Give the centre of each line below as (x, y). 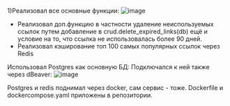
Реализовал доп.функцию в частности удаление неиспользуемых (115, 24)
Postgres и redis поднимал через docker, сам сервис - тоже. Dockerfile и (115, 88)
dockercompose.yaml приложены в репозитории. (80, 95)
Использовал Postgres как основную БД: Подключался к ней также (109, 67)
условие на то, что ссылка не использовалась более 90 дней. (109, 39)
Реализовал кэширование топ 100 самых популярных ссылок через (119, 46)
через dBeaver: (30, 74)
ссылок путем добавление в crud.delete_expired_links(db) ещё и (112, 32)
